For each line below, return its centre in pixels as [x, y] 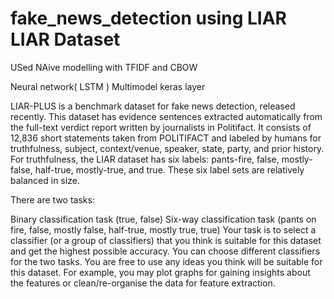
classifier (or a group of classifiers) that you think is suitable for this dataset [166, 240]
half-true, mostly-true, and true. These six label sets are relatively [169, 169]
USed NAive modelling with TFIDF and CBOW [104, 67]
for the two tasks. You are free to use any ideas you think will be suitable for [166, 261]
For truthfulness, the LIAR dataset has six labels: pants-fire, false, [145, 159]
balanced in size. [45, 180]
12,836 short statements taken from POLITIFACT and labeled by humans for [166, 138]
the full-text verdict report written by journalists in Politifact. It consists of [161, 127]
